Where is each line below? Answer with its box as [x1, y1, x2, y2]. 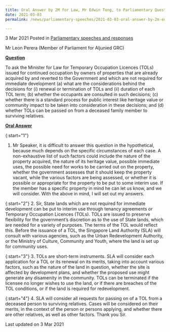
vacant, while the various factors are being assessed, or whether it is [12, 175, 157, 181]
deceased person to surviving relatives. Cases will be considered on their [5, 301, 158, 307]
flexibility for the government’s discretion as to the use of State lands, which [5, 217, 163, 223]
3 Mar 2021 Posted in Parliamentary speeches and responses [5, 35, 134, 41]
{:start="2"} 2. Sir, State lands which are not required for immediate [5, 200, 146, 206]
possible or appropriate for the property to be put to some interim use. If [12, 180, 163, 186]
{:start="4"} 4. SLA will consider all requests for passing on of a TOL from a [5, 296, 162, 302]
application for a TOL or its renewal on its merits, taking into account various [5, 259, 164, 265]
